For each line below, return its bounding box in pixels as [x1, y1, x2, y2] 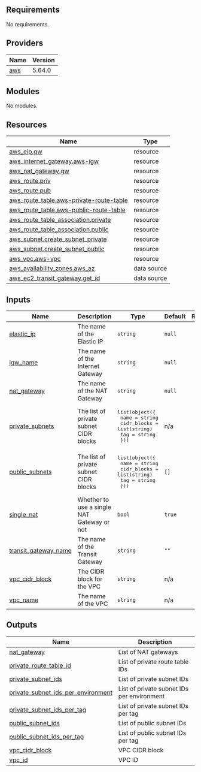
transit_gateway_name [9, 547, 72, 555]
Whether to [77, 496, 109, 504]
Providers [6, 38, 44, 49]
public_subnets [9, 468, 52, 476]
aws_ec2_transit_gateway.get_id [9, 274, 100, 282]
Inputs [6, 294, 31, 304]
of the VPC [77, 599, 108, 608]
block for [77, 575, 103, 583]
